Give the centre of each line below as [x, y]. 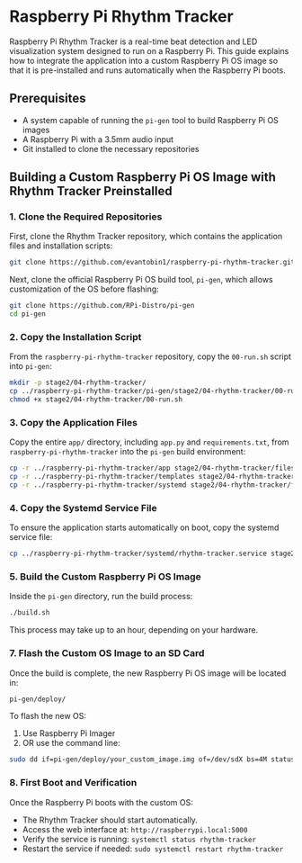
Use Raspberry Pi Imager [69, 733]
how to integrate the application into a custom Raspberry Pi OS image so [144, 60]
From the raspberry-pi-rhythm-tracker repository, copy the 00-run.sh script [151, 356]
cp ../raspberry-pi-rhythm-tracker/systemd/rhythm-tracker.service [138, 554]
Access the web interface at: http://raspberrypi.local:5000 [135, 829]
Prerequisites [48, 99]
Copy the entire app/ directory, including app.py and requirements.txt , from [149, 442]
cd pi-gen [28, 314]
